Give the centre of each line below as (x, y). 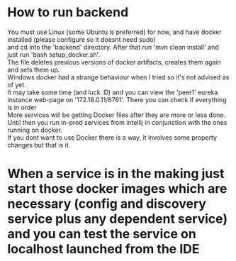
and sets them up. (34, 70)
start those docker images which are (117, 189)
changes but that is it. (39, 145)
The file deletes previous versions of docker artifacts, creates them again (114, 62)
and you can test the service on (102, 234)
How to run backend (68, 12)
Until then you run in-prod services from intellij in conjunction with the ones (117, 122)
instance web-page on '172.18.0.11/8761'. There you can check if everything (117, 99)
